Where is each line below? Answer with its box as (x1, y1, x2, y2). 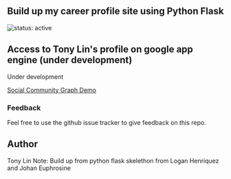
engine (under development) (7, 54, 133, 66)
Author (7, 139, 38, 150)
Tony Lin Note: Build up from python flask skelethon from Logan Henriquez (7, 156, 219, 165)
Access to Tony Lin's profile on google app (7, 44, 194, 56)
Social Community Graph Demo (7, 86, 96, 94)
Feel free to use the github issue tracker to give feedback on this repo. (7, 118, 206, 126)
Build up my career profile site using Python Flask (7, 5, 224, 17)
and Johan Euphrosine (7, 164, 71, 172)
